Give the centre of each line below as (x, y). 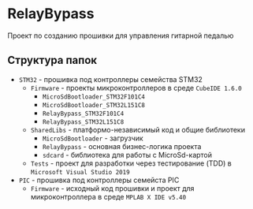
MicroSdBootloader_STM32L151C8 (93, 105)
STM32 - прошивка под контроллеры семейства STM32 (110, 79)
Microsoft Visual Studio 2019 (80, 172)
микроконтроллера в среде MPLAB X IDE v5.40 (108, 196)
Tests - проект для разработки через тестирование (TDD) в (131, 163)
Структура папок (52, 60)
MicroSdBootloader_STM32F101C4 (93, 97)
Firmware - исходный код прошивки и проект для (112, 188)
